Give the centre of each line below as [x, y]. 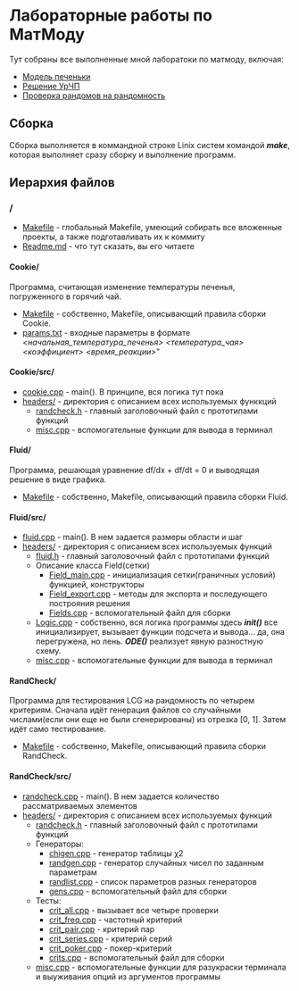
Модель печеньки [56, 76]
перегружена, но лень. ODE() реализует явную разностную [149, 641]
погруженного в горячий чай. [66, 296]
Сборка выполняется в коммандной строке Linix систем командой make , [149, 145]
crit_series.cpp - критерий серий [110, 938]
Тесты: [48, 900]
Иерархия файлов [62, 183]
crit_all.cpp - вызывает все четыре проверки [133, 910]
